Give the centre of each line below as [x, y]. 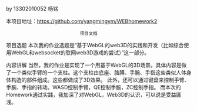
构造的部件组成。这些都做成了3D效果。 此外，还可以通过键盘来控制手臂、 [100, 80]
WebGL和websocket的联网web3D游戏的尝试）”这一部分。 [80, 53]
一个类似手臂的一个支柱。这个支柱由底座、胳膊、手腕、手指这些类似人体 [98, 72]
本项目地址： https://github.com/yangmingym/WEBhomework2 [82, 21]
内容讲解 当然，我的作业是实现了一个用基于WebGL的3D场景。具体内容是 [94, 65]
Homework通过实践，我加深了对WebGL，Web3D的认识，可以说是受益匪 [94, 94]
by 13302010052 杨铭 [32, 9]
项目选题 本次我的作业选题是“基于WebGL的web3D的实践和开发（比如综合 [95, 45]
